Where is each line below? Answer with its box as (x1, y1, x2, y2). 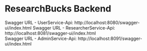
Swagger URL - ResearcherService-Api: (32, 24, 115, 30)
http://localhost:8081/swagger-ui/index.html (5, 30, 96, 36)
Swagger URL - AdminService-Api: (5, 35, 77, 41)
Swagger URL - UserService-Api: (5, 19, 73, 25)
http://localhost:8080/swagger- (74, 19, 140, 25)
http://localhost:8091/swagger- (78, 35, 142, 41)
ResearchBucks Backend (5, 3, 111, 14)
